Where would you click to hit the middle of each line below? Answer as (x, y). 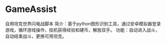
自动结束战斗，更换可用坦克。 (36, 36)
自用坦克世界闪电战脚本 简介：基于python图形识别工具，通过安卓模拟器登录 (83, 23)
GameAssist (31, 9)
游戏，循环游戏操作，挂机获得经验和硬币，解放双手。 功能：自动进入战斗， (82, 30)
